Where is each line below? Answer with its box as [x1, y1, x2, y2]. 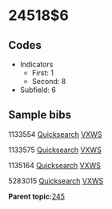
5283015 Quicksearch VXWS [8, 175, 104, 186]
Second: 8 [31, 77, 66, 86]
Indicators [19, 59, 54, 69]
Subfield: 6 [19, 85, 56, 94]
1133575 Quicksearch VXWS [8, 145, 102, 155]
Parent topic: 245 [8, 191, 66, 201]
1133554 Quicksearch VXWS [8, 129, 102, 139]
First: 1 [31, 68, 54, 78]
